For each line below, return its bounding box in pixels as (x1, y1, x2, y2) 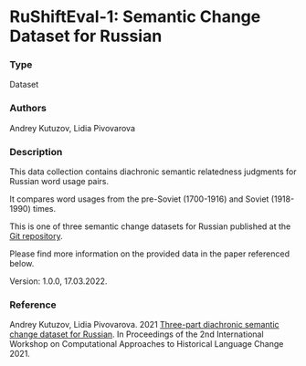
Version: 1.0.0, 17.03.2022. (9, 276, 108, 287)
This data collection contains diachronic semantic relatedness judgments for (9, 166, 297, 177)
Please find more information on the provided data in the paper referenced (9, 248, 290, 259)
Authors (9, 102, 47, 115)
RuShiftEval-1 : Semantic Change (9, 6, 261, 27)
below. (9, 258, 35, 269)
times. (32, 204, 57, 214)
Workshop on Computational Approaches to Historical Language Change (9, 339, 284, 350)
